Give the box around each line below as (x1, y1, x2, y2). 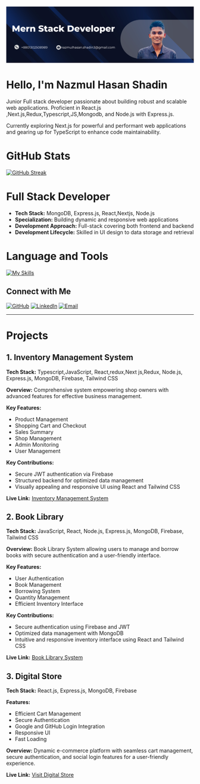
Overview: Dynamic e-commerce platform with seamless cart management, (6, 747, 193, 754)
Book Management (14, 581, 62, 588)
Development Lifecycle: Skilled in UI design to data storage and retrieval (14, 228, 194, 235)
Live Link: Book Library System (6, 654, 83, 661)
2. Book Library (6, 512, 64, 522)
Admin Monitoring (14, 441, 60, 448)
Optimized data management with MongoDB (14, 630, 124, 637)
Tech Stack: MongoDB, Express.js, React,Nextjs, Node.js (14, 209, 155, 216)
